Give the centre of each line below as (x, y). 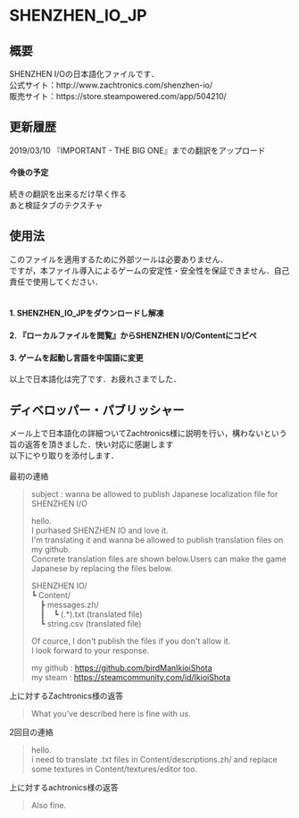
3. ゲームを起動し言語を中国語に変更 (76, 358)
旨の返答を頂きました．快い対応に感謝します (91, 444)
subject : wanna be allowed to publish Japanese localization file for (154, 494)
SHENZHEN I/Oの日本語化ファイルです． (84, 74)
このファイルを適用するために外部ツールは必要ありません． (119, 259)
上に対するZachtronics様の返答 (66, 696)
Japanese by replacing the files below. (102, 569)
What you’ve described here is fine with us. (111, 714)
